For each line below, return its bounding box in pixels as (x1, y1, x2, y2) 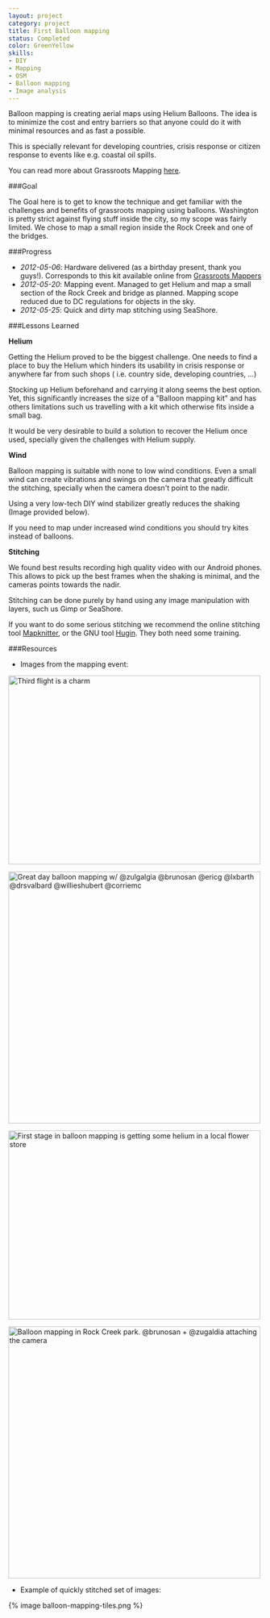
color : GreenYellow (8, 42, 74, 50)
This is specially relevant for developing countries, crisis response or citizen (8, 142, 260, 152)
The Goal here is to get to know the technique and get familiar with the (8, 197, 243, 206)
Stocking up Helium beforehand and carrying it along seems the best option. (8, 385, 262, 395)
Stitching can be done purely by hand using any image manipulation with (8, 596, 250, 605)
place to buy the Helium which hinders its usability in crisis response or (8, 360, 245, 371)
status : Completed (8, 34, 70, 43)
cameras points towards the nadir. (8, 580, 122, 589)
